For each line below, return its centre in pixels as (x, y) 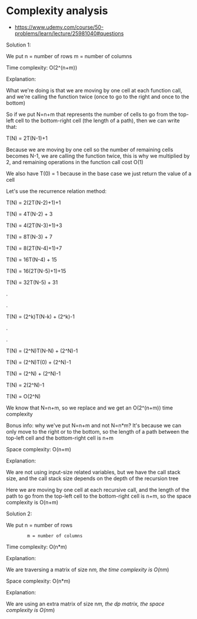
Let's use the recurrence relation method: (56, 191)
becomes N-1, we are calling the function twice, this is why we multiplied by (98, 156)
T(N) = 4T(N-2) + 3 (29, 214)
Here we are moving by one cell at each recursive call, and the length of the (98, 490)
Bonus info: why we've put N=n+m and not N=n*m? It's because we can (94, 425)
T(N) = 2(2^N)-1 (25, 385)
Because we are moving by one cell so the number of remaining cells (90, 149)
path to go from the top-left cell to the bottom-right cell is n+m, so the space (99, 496)
